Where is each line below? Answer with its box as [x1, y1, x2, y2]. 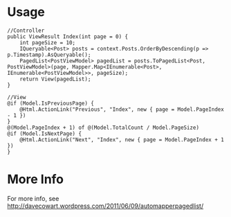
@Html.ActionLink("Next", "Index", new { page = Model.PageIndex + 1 [19, 136, 225, 143]
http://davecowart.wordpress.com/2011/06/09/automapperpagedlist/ [7, 202, 204, 210]
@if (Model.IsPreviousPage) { [7, 100, 95, 107]
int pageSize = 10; [19, 39, 76, 46]
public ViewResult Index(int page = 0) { [7, 33, 129, 40]
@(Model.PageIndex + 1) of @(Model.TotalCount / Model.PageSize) [7, 124, 199, 131]
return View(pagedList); [19, 76, 91, 83]
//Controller [7, 27, 45, 34]
